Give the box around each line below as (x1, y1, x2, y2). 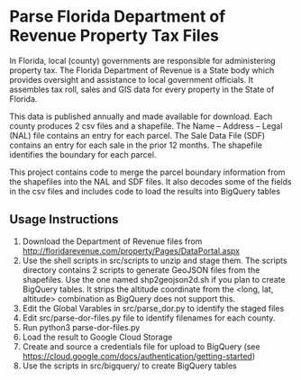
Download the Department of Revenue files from (22, 236, 203, 247)
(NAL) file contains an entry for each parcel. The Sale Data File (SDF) (9, 130, 266, 140)
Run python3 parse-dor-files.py (22, 321, 141, 332)
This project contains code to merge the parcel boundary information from (9, 167, 286, 177)
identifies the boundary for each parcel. (9, 149, 157, 159)
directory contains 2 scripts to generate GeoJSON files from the (22, 264, 260, 276)
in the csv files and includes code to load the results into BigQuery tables (9, 185, 281, 196)
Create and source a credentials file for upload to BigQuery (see (22, 340, 260, 352)
